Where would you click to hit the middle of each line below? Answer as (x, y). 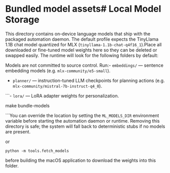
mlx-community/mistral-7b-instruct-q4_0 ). (57, 86)
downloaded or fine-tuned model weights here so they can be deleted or (81, 50)
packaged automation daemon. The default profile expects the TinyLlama (82, 39)
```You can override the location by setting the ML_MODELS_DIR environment (82, 116)
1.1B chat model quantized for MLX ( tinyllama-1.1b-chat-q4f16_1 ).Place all (83, 44)
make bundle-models (27, 105)
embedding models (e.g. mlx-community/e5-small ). (58, 70)
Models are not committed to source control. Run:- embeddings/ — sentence (84, 65)
